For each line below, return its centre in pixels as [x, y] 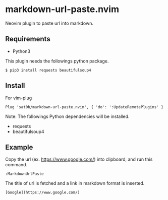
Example [19, 147]
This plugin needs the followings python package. [57, 61]
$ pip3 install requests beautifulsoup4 [48, 70]
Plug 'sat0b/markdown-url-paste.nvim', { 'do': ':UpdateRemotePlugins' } [85, 107]
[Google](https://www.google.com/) [43, 192]
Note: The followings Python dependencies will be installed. [67, 116]
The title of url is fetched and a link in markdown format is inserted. [75, 183]
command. [16, 165]
